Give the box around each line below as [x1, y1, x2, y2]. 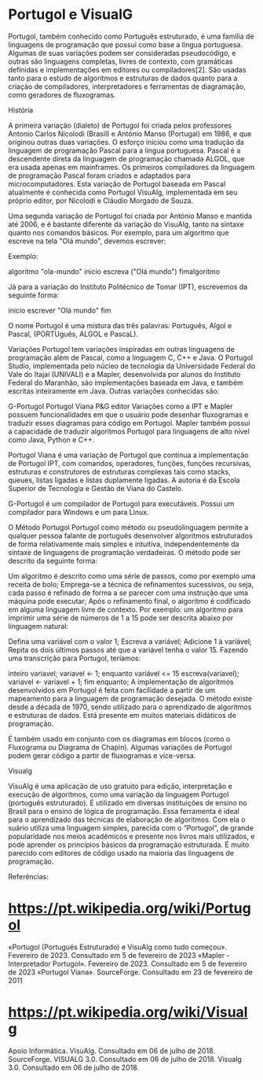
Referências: [8, 871, 49, 881]
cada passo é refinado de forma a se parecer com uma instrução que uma [8, 588, 249, 597]
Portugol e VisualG [8, 6, 133, 24]
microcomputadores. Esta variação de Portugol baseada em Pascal [8, 179, 226, 188]
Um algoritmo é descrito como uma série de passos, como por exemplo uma [8, 571, 256, 580]
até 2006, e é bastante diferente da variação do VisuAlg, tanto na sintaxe [8, 219, 245, 229]
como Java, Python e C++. [8, 435, 95, 444]
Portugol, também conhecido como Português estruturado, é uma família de [8, 31, 254, 41]
